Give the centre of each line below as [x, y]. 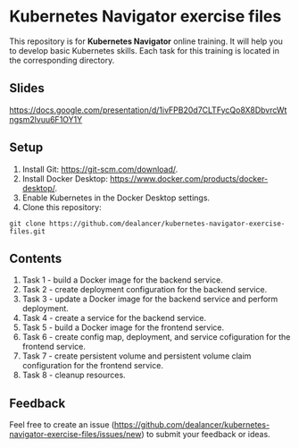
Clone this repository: [62, 207]
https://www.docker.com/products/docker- [189, 178]
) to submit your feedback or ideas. [206, 435]
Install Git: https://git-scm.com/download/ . [100, 169]
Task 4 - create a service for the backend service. [114, 318]
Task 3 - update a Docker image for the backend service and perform [150, 299]
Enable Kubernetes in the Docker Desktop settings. [116, 198]
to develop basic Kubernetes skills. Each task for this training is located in [144, 50]
